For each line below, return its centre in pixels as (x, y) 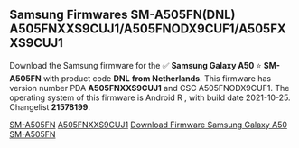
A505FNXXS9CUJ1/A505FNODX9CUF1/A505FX (148, 29)
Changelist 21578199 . (50, 106)
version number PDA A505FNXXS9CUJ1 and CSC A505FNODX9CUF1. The (149, 88)
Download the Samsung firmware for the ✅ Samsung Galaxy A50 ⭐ (135, 65)
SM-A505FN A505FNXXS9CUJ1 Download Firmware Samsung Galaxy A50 (148, 125)
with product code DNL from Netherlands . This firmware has (158, 78)
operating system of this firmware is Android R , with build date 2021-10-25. (150, 97)
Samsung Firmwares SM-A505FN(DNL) (123, 15)
